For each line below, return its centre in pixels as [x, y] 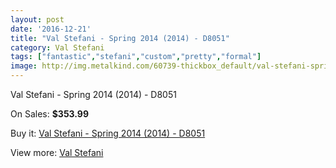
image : [24, 66]
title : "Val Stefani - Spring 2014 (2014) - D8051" [120, 38]
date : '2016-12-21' [51, 29]
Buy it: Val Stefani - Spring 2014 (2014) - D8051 [108, 133]
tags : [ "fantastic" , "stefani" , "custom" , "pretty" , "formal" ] [136, 57]
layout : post [37, 19]
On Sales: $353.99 [50, 114]
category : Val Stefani [57, 47]
